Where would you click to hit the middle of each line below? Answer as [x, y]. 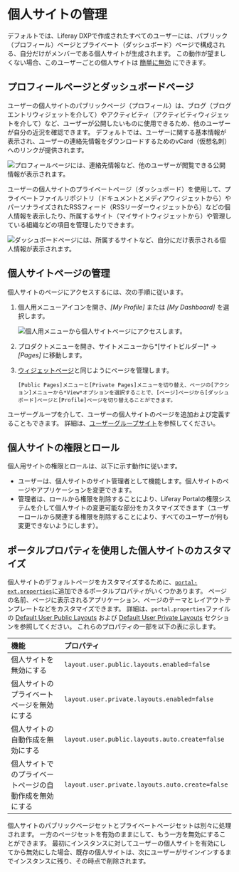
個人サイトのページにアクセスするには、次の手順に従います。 [97, 292]
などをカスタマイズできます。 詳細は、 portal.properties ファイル [134, 609]
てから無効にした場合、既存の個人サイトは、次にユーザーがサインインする [116, 852]
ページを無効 [32, 705]
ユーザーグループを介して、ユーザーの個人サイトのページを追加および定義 [116, 414]
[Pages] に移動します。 [52, 355]
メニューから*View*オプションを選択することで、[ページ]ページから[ [120, 392]
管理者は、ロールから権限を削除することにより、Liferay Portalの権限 [118, 499]
